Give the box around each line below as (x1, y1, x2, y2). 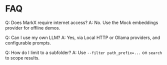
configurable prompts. (5, 39, 51, 45)
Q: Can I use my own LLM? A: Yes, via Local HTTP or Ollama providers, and (5, 34, 160, 40)
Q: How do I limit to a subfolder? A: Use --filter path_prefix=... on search (5, 49, 162, 55)
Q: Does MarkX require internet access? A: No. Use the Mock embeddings (5, 19, 158, 25)
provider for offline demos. (5, 24, 60, 30)
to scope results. (5, 54, 40, 60)
